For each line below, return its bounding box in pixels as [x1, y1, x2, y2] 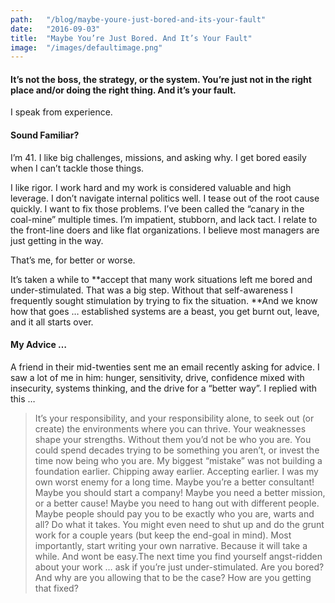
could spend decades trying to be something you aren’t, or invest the [34, 444, 320, 456]
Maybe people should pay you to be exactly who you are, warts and [34, 507, 315, 520]
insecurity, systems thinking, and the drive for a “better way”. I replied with [10, 382, 318, 394]
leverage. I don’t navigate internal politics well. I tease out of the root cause [10, 192, 320, 204]
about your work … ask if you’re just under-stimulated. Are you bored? [34, 561, 325, 573]
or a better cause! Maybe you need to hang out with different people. [34, 497, 320, 509]
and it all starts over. [10, 316, 94, 328]
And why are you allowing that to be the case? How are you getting [34, 571, 312, 583]
